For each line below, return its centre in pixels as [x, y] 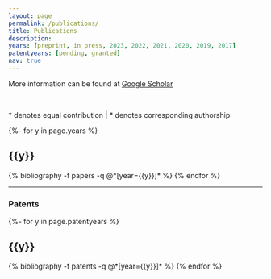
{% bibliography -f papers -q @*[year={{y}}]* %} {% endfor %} [115, 175]
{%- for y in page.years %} [53, 131]
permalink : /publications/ [54, 23]
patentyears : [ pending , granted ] [65, 53]
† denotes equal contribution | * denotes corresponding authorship [119, 115]
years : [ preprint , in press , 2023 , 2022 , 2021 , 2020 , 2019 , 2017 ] [122, 46]
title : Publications [43, 31]
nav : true [25, 61]
